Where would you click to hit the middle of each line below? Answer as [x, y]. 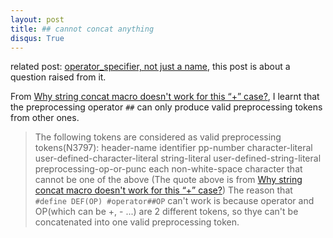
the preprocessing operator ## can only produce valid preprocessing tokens [166, 107]
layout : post [37, 19]
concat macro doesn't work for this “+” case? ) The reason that [163, 190]
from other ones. [45, 118]
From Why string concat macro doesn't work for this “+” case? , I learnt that [165, 97]
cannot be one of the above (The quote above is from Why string [168, 180]
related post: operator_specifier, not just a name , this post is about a [150, 67]
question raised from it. [58, 77]
